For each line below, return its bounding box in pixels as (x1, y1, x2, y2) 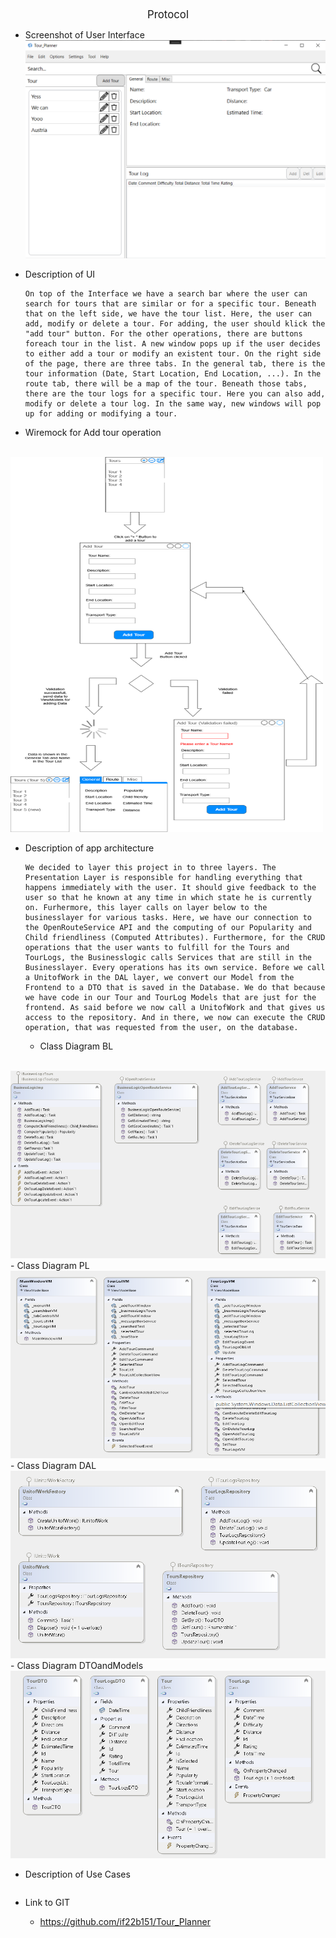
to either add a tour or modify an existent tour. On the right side (24, 349, 322, 359)
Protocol (147, 8, 189, 21)
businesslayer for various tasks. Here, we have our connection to (24, 913, 312, 923)
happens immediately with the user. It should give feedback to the (24, 883, 317, 893)
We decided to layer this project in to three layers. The (24, 863, 277, 873)
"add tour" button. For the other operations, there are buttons (24, 329, 303, 339)
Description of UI (24, 268, 96, 281)
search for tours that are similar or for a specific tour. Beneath (24, 299, 317, 309)
